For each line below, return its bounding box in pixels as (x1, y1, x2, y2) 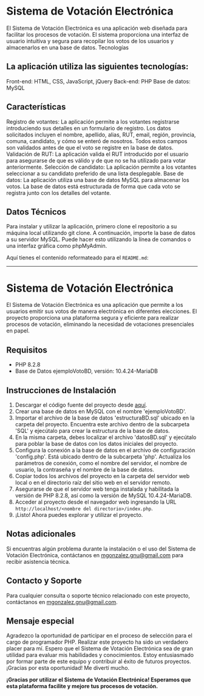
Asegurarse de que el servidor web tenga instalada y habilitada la (15, 485, 179, 493)
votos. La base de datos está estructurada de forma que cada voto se (6, 183, 181, 190)
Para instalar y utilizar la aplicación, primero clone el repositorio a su (6, 223, 177, 230)
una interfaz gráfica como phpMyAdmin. (6, 242, 107, 250)
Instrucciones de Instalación (6, 385, 117, 395)
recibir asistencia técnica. (6, 558, 71, 565)
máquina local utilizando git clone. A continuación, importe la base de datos (6, 230, 195, 237)
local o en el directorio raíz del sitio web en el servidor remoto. (15, 479, 172, 486)
